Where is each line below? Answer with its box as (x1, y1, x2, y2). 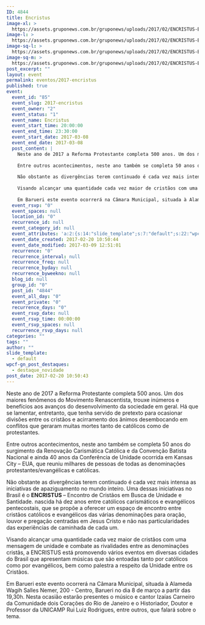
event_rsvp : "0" (12, 202, 53, 209)
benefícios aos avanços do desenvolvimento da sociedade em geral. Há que (6, 402, 198, 410)
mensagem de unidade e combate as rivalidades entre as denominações (6, 542, 189, 549)
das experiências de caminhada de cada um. (6, 523, 119, 531)
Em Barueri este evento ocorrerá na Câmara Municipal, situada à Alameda (6, 580, 192, 587)
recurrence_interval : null (12, 253, 81, 260)
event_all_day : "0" (12, 293, 62, 300)
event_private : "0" (12, 299, 62, 305)
